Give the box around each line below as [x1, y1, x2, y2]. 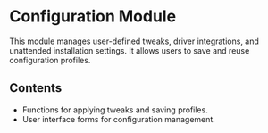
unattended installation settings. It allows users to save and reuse [9, 45, 250, 55]
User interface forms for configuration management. [21, 113, 216, 124]
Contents [9, 80, 63, 96]
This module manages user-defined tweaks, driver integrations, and [9, 36, 259, 46]
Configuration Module [9, 6, 177, 27]
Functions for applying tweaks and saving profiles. [21, 104, 208, 115]
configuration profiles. [9, 54, 91, 65]
